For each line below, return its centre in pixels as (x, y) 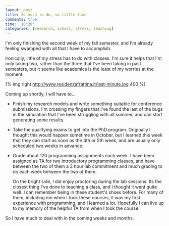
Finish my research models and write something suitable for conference (87, 104)
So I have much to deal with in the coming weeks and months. (70, 218)
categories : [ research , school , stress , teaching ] (60, 29)
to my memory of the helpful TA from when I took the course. (76, 208)
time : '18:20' (20, 24)
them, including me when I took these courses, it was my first (76, 198)
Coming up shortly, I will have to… (40, 94)
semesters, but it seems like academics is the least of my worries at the (79, 69)
